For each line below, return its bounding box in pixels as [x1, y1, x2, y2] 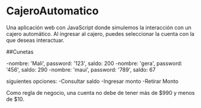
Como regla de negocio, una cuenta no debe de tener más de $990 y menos [6, 89, 195, 96]
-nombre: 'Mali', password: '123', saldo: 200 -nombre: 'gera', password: [6, 60, 182, 67]
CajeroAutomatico [6, 4, 99, 18]
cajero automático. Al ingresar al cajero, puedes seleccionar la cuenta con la [6, 30, 194, 37]
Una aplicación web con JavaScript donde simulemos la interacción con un [6, 24, 191, 31]
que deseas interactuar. [6, 36, 65, 44]
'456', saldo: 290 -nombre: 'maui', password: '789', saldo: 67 [6, 66, 156, 73]
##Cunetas [6, 48, 34, 55]
